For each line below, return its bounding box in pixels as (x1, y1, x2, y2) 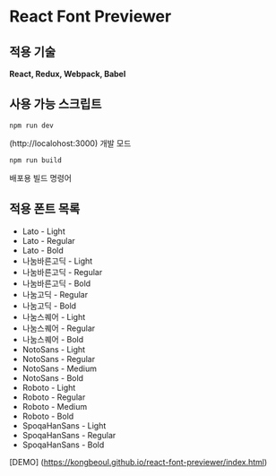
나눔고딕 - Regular (22, 289, 88, 299)
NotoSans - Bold (22, 372, 83, 383)
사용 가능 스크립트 (9, 97, 102, 112)
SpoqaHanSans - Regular (22, 429, 116, 440)
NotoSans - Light (22, 343, 86, 355)
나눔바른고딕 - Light (22, 255, 93, 266)
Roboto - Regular (22, 392, 86, 402)
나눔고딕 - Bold (22, 300, 77, 311)
